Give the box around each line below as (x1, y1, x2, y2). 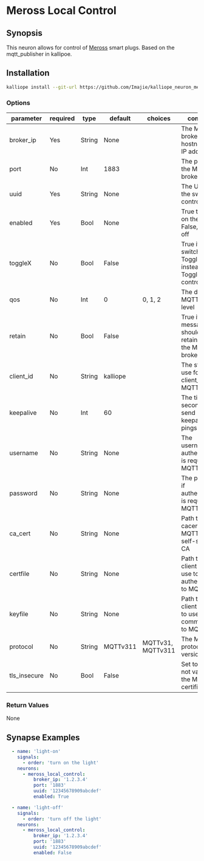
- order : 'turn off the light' (22, 815, 102, 822)
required (49, 114, 75, 122)
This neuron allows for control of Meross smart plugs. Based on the (6, 44, 175, 51)
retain (9, 332, 26, 340)
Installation (6, 68, 50, 78)
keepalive (9, 408, 37, 417)
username (9, 448, 38, 457)
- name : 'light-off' (12, 804, 64, 811)
